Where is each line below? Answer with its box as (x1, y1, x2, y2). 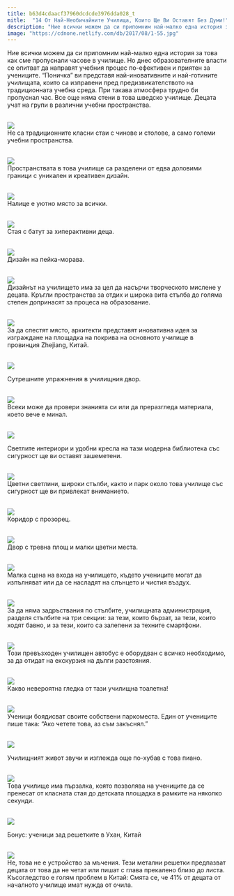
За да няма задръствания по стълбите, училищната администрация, (7, 606, 212, 615)
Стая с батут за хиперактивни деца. (7, 228, 115, 236)
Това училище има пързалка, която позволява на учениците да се (7, 781, 205, 790)
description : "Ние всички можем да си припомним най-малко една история (7, 23, 223, 30)
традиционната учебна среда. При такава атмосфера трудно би (7, 86, 198, 94)
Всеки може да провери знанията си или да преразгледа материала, (7, 403, 214, 411)
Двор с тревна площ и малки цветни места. (7, 543, 138, 552)
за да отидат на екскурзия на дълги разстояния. (7, 656, 151, 665)
